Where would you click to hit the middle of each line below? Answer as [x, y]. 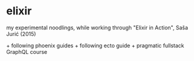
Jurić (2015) [21, 33]
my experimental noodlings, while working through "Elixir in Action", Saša [97, 28]
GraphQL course [27, 51]
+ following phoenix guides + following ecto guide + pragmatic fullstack [95, 45]
